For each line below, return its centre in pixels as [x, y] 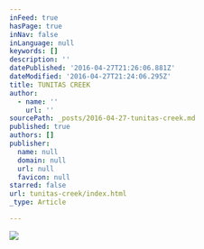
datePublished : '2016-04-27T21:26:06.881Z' [93, 69]
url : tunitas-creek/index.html [68, 194]
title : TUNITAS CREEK [50, 85]
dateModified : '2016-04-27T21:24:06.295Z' [90, 77]
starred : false [38, 186]
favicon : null [44, 177]
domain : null [42, 160]
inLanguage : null [42, 43]
